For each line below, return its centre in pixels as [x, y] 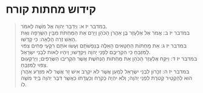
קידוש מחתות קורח [51, 9]
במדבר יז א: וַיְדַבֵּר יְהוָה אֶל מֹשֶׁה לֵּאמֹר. [64, 26]
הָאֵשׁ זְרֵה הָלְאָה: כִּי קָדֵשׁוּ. [49, 39]
